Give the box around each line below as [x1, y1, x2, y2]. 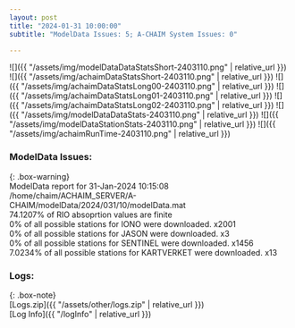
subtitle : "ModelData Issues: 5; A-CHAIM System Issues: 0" [9, 29, 239, 38]
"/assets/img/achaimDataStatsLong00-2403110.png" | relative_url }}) [21, 81, 274, 92]
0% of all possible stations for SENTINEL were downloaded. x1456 [9, 238, 254, 248]
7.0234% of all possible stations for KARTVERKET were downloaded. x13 [9, 247, 278, 257]
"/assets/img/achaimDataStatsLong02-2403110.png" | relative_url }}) [21, 100, 274, 111]
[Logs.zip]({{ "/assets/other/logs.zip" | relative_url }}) [9, 299, 205, 309]
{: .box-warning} [9, 171, 70, 181]
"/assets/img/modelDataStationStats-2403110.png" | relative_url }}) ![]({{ [9, 119, 276, 130]
